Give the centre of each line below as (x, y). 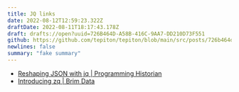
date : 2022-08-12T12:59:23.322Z (55, 21)
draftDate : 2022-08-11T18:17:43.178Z (63, 27)
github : (19, 40)
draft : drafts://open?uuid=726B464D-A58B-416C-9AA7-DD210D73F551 (106, 34)
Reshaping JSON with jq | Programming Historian (90, 73)
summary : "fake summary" (44, 54)
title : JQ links (31, 14)
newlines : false (31, 47)
